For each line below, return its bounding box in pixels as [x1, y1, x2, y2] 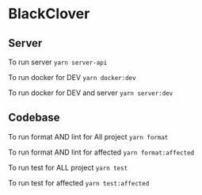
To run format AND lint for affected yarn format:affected [8, 147, 195, 157]
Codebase [8, 111, 61, 124]
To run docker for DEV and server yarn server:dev [8, 88, 173, 97]
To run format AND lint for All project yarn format [8, 132, 169, 141]
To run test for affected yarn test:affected [8, 178, 150, 187]
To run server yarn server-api [8, 57, 108, 67]
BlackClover [8, 5, 90, 23]
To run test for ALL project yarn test [8, 162, 128, 172]
